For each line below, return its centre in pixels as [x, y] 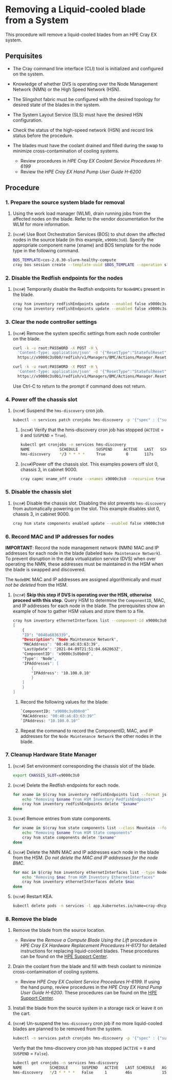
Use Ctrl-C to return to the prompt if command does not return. [79, 386]
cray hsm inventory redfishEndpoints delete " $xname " [81, 804]
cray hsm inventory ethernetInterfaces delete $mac [78, 882]
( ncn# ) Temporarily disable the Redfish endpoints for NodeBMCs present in [89, 289]
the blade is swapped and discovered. [46, 569]
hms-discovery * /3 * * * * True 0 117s [87, 454]
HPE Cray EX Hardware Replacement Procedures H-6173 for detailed [93, 946]
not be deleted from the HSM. [37, 585]
